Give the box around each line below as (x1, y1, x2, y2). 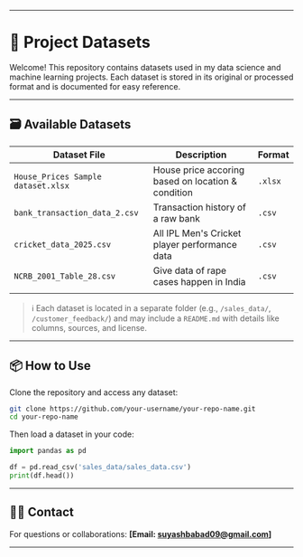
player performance (152, 238, 237, 250)
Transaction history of (152, 201, 246, 213)
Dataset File (52, 148, 106, 161)
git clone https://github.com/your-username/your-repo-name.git (9, 404, 256, 413)
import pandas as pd (9, 447, 87, 456)
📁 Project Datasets (9, 33, 151, 52)
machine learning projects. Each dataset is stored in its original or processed (9, 71, 294, 82)
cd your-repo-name (9, 412, 78, 421)
